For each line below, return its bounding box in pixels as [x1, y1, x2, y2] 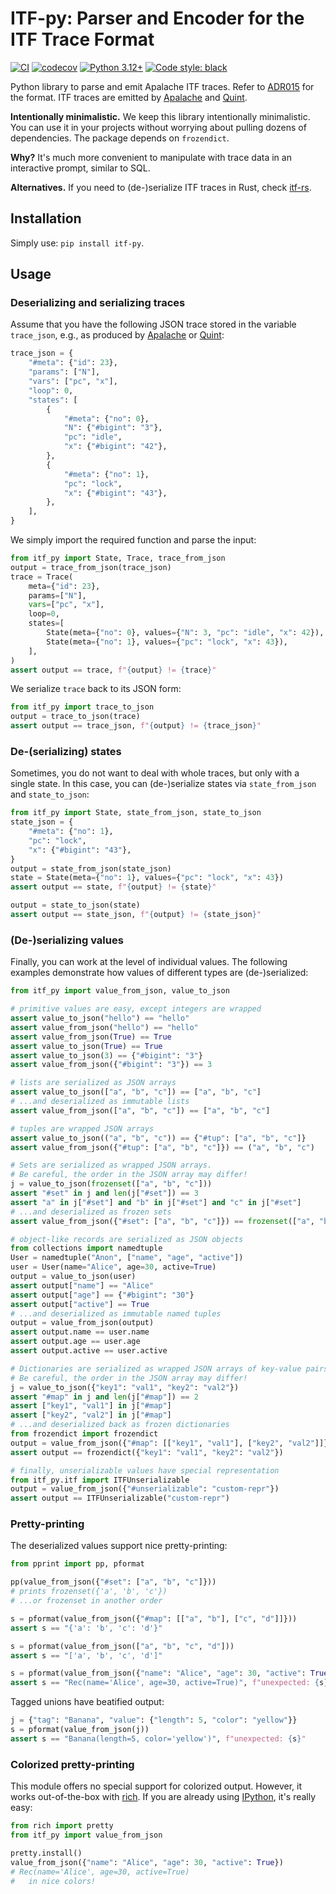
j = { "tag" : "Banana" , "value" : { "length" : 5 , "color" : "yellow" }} [10, 1715, 298, 1726]
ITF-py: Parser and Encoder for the [10, 7, 305, 30]
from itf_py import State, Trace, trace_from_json [10, 553, 226, 564]
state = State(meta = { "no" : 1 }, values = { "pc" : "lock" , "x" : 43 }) [10, 873, 284, 883]
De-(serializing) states [10, 744, 122, 758]
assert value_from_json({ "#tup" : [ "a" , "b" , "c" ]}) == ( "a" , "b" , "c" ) [10, 1142, 315, 1152]
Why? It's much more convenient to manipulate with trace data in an [10, 151, 292, 163]
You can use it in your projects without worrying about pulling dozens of [10, 121, 307, 133]
